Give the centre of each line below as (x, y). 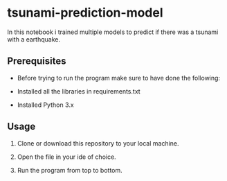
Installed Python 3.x (45, 105)
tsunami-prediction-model (85, 13)
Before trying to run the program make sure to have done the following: (118, 78)
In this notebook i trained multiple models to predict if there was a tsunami (113, 32)
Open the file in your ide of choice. (66, 157)
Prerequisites (37, 61)
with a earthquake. (34, 39)
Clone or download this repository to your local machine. (98, 143)
